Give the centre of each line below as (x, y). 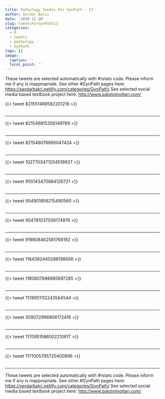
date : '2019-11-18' (25, 19)
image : (12, 55)
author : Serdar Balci (27, 14)
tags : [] (14, 51)
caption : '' (22, 60)
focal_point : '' (26, 65)
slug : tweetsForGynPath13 (31, 23)
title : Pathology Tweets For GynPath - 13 (49, 10)
